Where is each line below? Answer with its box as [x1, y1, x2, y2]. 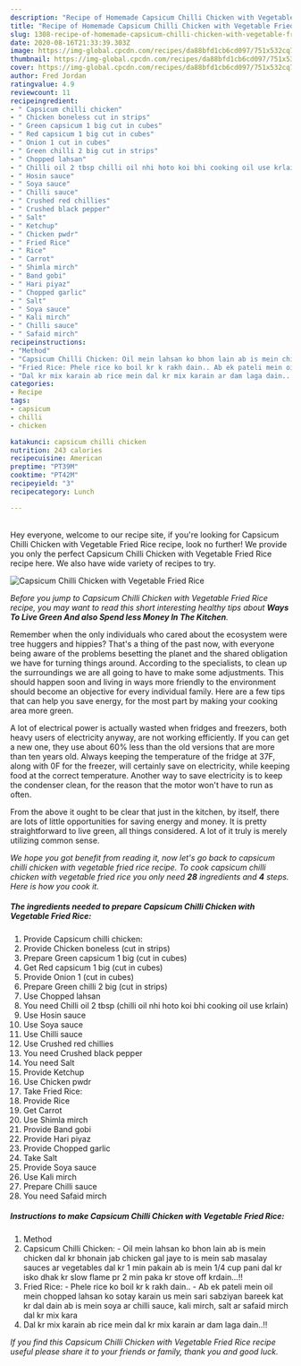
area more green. [10, 705, 74, 716]
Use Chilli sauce [22, 1028, 83, 1039]
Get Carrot [22, 1104, 63, 1115]
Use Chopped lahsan [22, 991, 101, 1001]
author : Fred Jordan [10, 72, 88, 81]
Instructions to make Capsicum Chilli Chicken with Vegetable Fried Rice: [10, 1211, 285, 1222]
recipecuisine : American [10, 454, 103, 463]
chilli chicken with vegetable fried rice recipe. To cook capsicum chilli [10, 862, 266, 872]
